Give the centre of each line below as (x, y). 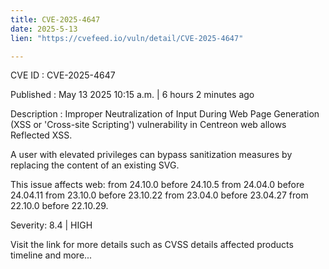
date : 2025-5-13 (44, 29)
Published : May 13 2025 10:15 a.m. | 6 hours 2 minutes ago (132, 95)
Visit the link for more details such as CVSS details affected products (152, 245)
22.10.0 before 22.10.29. (59, 206)
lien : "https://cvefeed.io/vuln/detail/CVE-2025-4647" (127, 38)
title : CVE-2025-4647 (55, 19)
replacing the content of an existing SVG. (95, 165)
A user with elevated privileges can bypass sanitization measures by (151, 155)
